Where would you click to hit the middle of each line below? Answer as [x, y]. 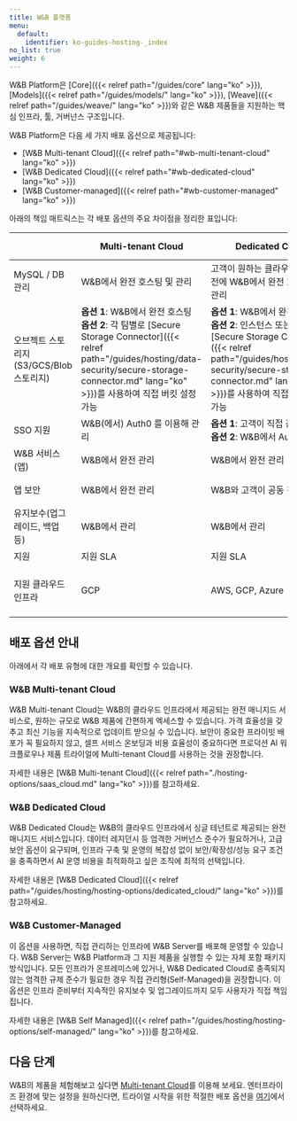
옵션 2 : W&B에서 [244, 437]
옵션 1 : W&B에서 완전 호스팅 [137, 311]
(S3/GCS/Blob [43, 366]
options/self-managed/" [53, 1031]
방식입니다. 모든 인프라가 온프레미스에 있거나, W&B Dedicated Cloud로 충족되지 [147, 968]
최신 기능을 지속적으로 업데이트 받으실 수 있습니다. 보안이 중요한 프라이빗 [150, 732]
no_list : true [35, 51]
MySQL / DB [39, 274]
